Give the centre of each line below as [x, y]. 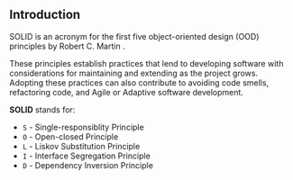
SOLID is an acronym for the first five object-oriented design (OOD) [134, 36]
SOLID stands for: [42, 109]
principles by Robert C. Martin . [67, 46]
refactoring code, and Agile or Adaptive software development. [126, 92]
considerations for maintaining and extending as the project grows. [134, 73]
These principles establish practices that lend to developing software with [146, 63]
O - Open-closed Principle [70, 136]
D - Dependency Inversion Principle [87, 165]
